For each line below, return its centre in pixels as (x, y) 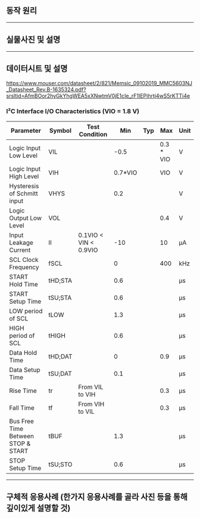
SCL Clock (24, 260)
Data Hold (23, 352)
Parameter (26, 130)
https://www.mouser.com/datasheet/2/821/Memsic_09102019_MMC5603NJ (99, 83)
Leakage (21, 242)
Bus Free (22, 421)
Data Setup (25, 370)
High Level (24, 176)
